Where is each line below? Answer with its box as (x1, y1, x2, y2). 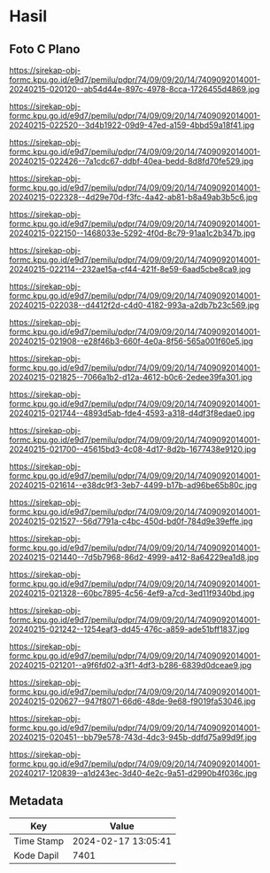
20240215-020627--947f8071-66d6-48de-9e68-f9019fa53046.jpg (9, 696, 256, 706)
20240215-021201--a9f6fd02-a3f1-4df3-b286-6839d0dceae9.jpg (9, 660, 252, 670)
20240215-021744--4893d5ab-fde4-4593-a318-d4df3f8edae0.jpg (9, 408, 255, 418)
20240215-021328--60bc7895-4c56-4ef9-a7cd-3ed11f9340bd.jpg (9, 588, 255, 598)
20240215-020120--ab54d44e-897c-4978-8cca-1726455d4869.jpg (9, 84, 260, 94)
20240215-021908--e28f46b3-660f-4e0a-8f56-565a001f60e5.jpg (9, 336, 254, 347)
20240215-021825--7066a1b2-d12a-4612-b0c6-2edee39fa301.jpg (9, 372, 253, 382)
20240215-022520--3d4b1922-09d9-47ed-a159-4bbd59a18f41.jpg (9, 120, 255, 130)
